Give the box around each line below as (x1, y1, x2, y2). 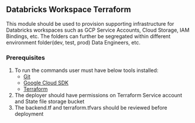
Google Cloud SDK (23, 79, 69, 87)
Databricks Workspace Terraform (6, 5, 131, 15)
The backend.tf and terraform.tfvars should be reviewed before (14, 104, 168, 111)
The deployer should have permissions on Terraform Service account (14, 92, 183, 99)
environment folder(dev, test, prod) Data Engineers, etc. (6, 39, 141, 46)
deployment (14, 111, 44, 118)
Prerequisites (6, 53, 45, 61)
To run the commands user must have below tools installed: (14, 67, 159, 74)
